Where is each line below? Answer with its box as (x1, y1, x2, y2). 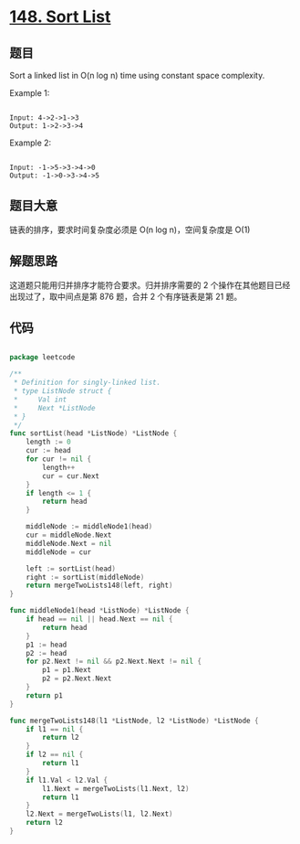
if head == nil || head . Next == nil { (26, 614, 173, 624)
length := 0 (26, 437, 71, 447)
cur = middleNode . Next (26, 530, 112, 540)
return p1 (26, 690, 64, 700)
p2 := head (26, 648, 67, 657)
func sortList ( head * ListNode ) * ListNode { (9, 429, 178, 438)
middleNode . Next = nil (26, 539, 112, 548)
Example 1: (9, 88, 50, 98)
